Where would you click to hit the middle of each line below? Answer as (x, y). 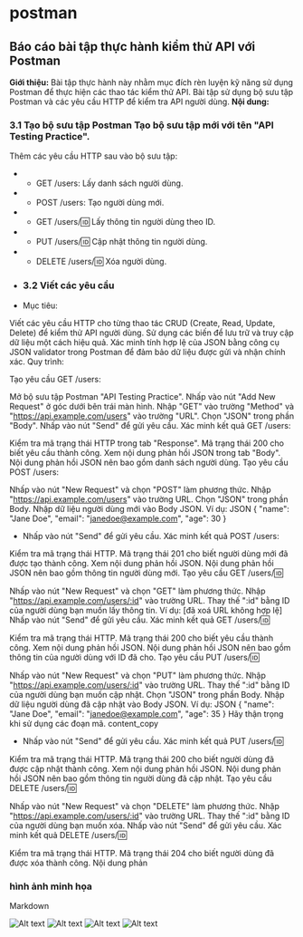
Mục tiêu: (40, 305)
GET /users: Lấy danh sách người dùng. (109, 183)
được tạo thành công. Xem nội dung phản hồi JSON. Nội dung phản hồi (142, 563)
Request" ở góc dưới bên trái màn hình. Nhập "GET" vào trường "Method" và (152, 406)
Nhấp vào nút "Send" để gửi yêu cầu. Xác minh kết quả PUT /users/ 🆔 (153, 740)
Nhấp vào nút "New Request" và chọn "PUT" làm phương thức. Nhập (138, 675)
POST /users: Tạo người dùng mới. (100, 203)
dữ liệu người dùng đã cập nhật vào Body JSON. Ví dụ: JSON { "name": (142, 704)
